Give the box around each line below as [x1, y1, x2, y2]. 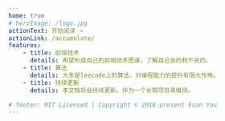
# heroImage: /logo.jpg [8, 19, 88, 27]
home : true [8, 11, 45, 20]
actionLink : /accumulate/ [8, 34, 95, 42]
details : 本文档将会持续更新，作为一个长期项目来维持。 [29, 86, 194, 95]
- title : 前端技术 [22, 49, 80, 57]
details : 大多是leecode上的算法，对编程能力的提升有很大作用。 [29, 71, 219, 79]
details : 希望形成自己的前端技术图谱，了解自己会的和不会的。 [29, 57, 212, 65]
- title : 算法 [22, 64, 67, 72]
